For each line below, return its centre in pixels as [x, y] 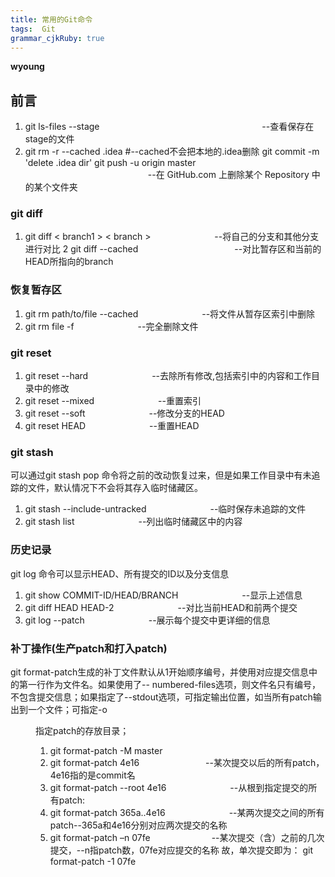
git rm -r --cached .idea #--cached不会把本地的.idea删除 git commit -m [172, 152]
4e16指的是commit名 [92, 775]
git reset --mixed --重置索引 [113, 401]
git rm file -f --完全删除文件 [111, 326]
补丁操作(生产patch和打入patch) [89, 648]
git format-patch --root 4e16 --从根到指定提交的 [179, 787]
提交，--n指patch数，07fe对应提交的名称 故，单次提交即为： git [181, 850]
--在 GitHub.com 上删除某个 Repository [228, 175]
